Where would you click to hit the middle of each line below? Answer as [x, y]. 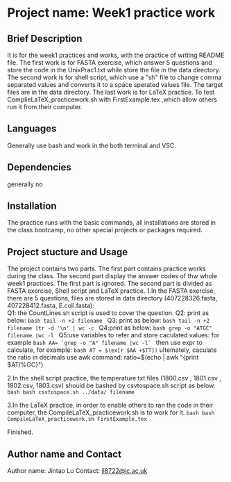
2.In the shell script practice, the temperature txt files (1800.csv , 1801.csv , [114, 378]
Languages [32, 129]
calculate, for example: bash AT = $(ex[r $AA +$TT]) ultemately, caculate [112, 350]
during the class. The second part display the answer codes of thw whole [112, 276]
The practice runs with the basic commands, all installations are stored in [112, 223]
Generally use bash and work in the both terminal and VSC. [92, 145]
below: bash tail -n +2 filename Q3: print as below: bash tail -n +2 [109, 321]
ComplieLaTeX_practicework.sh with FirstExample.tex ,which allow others [112, 99]
